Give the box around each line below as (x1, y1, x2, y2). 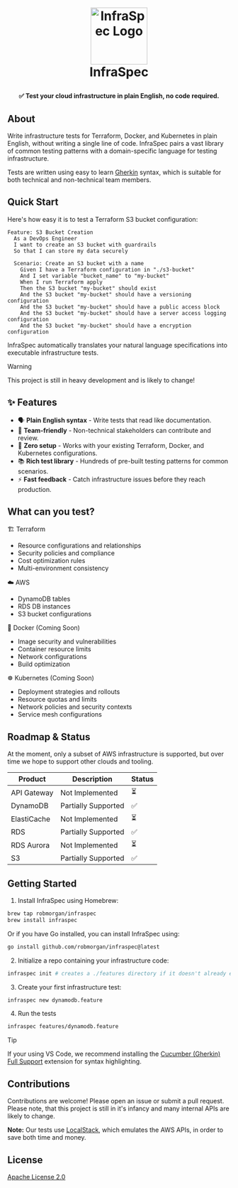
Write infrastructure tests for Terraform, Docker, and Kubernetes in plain (7, 132, 217, 140)
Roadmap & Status (7, 731, 91, 743)
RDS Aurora (11, 840, 50, 850)
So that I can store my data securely (13, 247, 129, 255)
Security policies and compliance (17, 549, 115, 557)
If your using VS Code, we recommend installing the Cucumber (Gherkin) (7, 1049, 221, 1059)
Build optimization (17, 660, 71, 668)
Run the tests (17, 1010, 57, 1018)
